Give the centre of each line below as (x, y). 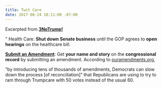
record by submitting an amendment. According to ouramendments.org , (80, 59)
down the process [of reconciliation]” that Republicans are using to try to (81, 74)
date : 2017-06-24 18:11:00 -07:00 (42, 15)
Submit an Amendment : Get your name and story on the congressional (81, 54)
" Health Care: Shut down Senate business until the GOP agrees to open (81, 39)
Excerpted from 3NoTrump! (34, 29)
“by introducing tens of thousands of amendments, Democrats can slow (80, 69)
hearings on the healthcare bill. (38, 44)
